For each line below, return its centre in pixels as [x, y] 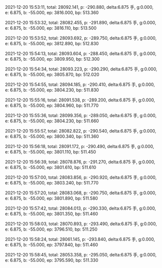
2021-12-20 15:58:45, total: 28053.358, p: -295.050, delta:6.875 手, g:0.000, [81, 255]
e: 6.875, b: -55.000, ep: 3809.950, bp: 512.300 [52, 59]
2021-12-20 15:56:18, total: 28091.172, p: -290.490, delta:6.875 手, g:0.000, [80, 146]
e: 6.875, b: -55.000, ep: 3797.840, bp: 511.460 [52, 245]
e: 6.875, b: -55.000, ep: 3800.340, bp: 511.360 [52, 136]
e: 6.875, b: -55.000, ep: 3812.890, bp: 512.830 [52, 43]
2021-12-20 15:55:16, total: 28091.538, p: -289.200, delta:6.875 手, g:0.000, [80, 100]
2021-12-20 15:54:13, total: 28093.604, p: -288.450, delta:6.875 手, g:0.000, [81, 53]
